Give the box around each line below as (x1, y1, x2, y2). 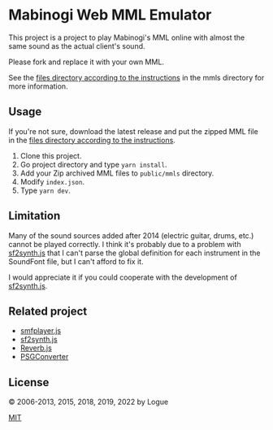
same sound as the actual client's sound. (8, 41, 145, 50)
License (8, 376, 50, 389)
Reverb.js (19, 343, 53, 353)
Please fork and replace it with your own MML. (8, 57, 165, 67)
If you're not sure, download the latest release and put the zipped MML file (8, 126, 258, 136)
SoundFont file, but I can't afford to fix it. (8, 256, 144, 266)
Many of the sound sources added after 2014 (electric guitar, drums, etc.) (8, 230, 254, 241)
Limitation (8, 209, 61, 223)
